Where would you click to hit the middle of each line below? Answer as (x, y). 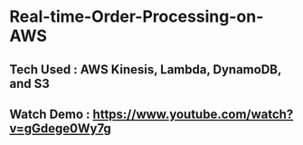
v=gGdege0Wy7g (60, 128)
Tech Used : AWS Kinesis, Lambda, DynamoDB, (146, 69)
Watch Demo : (50, 114)
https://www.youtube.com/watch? (193, 114)
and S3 (29, 83)
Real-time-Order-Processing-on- (137, 17)
